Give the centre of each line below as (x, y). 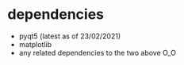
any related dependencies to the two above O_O (97, 52)
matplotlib (35, 44)
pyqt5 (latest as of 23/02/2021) (70, 36)
